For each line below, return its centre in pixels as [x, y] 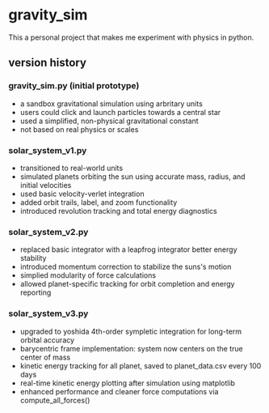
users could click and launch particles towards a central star [120, 112]
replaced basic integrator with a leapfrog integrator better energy [128, 249]
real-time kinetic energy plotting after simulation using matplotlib [128, 383]
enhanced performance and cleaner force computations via [119, 391]
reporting [36, 292]
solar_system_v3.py [48, 313]
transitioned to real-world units [71, 168]
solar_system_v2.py [48, 232]
